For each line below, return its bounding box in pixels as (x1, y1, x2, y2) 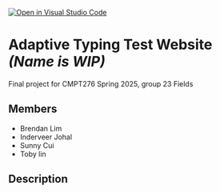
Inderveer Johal (19, 132, 73, 142)
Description (8, 172, 68, 186)
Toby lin (19, 149, 46, 159)
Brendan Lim (19, 123, 62, 133)
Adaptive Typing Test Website (8, 36, 213, 54)
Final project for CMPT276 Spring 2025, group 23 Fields (8, 78, 194, 88)
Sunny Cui (19, 140, 54, 150)
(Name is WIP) (8, 53, 106, 71)
